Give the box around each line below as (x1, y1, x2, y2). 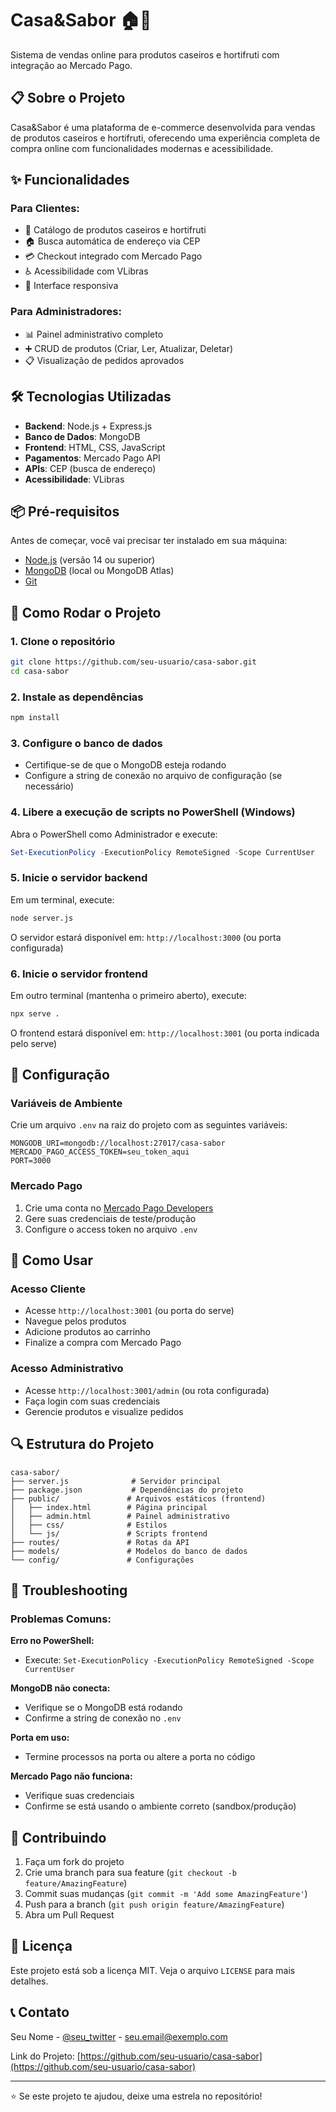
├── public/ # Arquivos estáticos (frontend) (10, 1493, 267, 1504)
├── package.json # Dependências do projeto (10, 1485, 244, 1495)
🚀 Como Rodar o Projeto (10, 604, 162, 621)
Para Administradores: (10, 305, 122, 319)
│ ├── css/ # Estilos (10, 1520, 168, 1530)
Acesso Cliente (10, 1282, 86, 1296)
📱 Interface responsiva (24, 280, 119, 292)
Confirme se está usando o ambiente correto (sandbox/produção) (24, 1800, 297, 1812)
